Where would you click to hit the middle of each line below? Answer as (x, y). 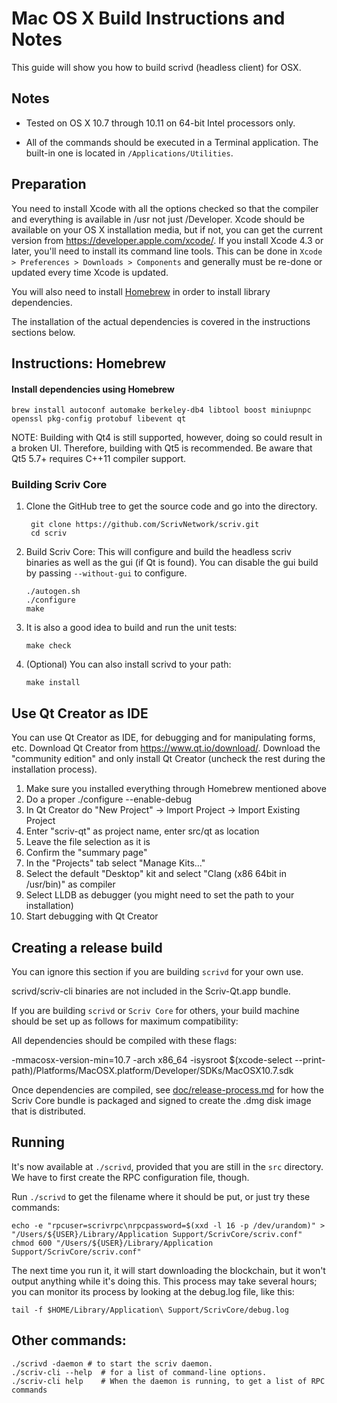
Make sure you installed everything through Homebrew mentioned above (176, 789)
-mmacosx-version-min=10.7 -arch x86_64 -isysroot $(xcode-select (152, 1060)
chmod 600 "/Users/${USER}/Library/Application (112, 1243)
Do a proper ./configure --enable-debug (109, 799)
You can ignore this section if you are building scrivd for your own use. (157, 972)
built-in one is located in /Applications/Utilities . (129, 153)
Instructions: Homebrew (89, 363)
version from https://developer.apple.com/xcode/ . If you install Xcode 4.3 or (167, 240)
